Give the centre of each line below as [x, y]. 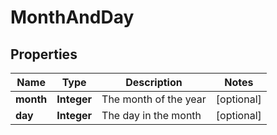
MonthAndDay [72, 17]
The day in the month [151, 115]
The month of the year [154, 99]
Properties [44, 54]
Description [154, 82]
